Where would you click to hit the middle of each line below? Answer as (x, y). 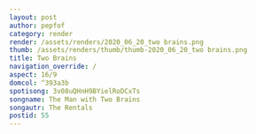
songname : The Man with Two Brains (75, 99)
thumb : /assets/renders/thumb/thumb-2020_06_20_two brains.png (128, 50)
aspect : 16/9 (33, 75)
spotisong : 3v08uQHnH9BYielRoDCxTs (75, 91)
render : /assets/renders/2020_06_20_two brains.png (106, 42)
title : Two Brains (43, 58)
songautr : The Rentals (51, 108)
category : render (41, 33)
